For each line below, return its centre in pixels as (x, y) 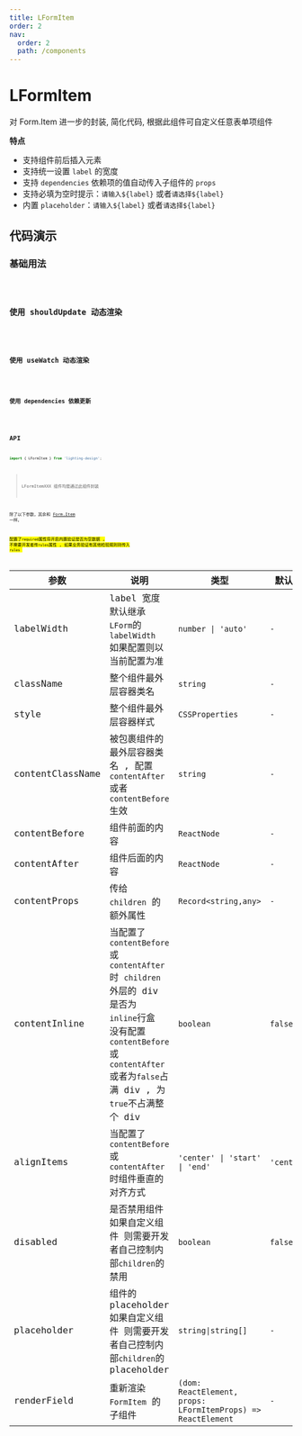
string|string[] (213, 1330)
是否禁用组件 (137, 1209)
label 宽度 (134, 598)
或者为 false (134, 1076)
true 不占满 (132, 1103)
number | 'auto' (213, 628)
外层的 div (134, 991)
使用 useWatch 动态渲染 (49, 360)
